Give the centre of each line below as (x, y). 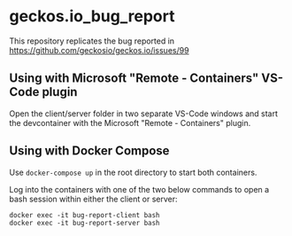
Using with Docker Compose (89, 151)
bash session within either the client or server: (93, 199)
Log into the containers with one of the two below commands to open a (139, 189)
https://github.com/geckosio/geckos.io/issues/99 (99, 50)
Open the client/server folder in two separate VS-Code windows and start (144, 114)
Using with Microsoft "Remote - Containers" (134, 79)
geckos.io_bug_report (92, 16)
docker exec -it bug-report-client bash (85, 215)
